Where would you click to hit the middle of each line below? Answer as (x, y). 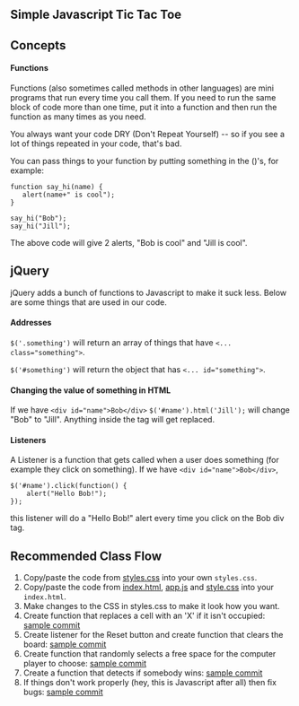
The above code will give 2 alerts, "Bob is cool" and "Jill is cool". (129, 242)
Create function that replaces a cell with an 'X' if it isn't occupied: (144, 616)
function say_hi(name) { (57, 187)
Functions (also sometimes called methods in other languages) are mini (142, 88)
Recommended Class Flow (86, 556)
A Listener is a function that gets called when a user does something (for (145, 460)
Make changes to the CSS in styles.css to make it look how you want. (151, 606)
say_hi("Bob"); (39, 218)
